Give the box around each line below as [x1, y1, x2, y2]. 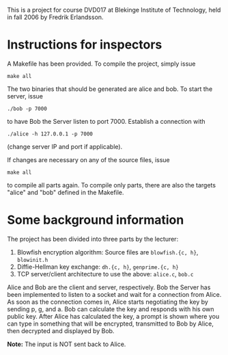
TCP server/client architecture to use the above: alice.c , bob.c [16, 269, 194, 278]
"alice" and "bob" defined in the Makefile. [7, 188, 124, 196]
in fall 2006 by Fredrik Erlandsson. [7, 13, 104, 21]
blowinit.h [16, 257, 48, 263]
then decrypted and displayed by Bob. [7, 326, 115, 334]
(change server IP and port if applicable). [7, 142, 123, 150]
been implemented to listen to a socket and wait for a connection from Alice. [7, 290, 222, 298]
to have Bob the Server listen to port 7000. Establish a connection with [7, 117, 206, 125]
